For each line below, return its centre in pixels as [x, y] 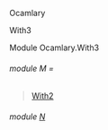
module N [27, 117]
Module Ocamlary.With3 [54, 48]
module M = [31, 68]
